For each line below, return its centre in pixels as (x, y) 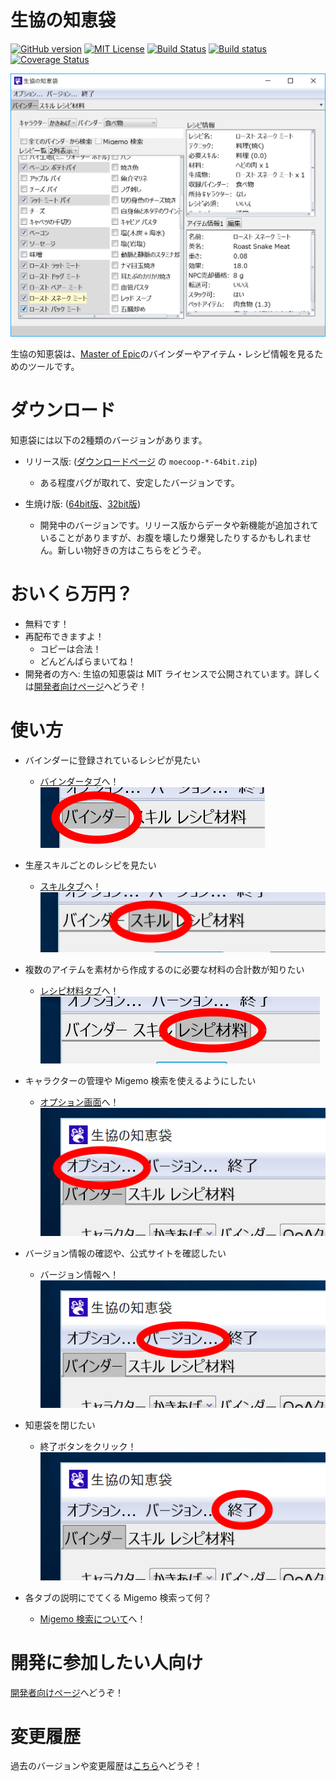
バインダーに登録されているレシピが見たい (112, 760)
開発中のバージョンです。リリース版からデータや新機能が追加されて (179, 525)
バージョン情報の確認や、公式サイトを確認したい (125, 1253)
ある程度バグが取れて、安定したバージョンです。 (139, 482)
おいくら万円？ (72, 593)
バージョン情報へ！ (79, 1274)
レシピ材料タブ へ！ (79, 991)
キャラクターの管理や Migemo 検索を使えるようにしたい (140, 1081)
